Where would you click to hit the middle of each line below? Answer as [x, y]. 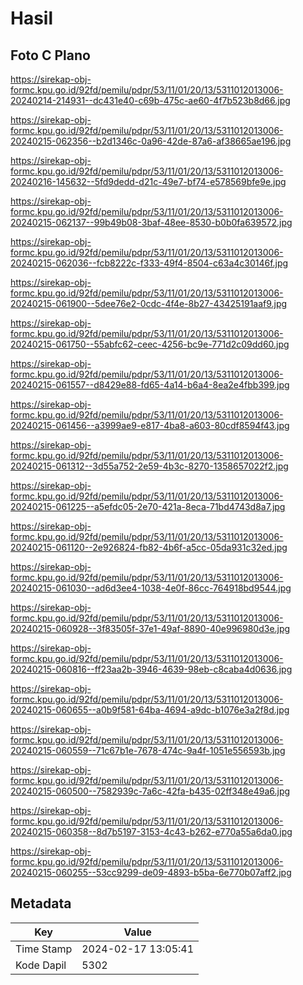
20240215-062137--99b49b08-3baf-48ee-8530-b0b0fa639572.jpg [151, 222]
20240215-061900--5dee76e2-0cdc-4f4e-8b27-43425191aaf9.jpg [149, 303]
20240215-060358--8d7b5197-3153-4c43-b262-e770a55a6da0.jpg [151, 831]
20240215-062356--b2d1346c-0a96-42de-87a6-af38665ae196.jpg [151, 141]
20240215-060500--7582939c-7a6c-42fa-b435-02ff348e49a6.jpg [150, 791]
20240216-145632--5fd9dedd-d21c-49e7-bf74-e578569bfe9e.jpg [148, 181]
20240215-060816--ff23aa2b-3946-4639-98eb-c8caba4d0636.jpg [151, 669]
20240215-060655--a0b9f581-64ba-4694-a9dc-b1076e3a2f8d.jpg [150, 710]
